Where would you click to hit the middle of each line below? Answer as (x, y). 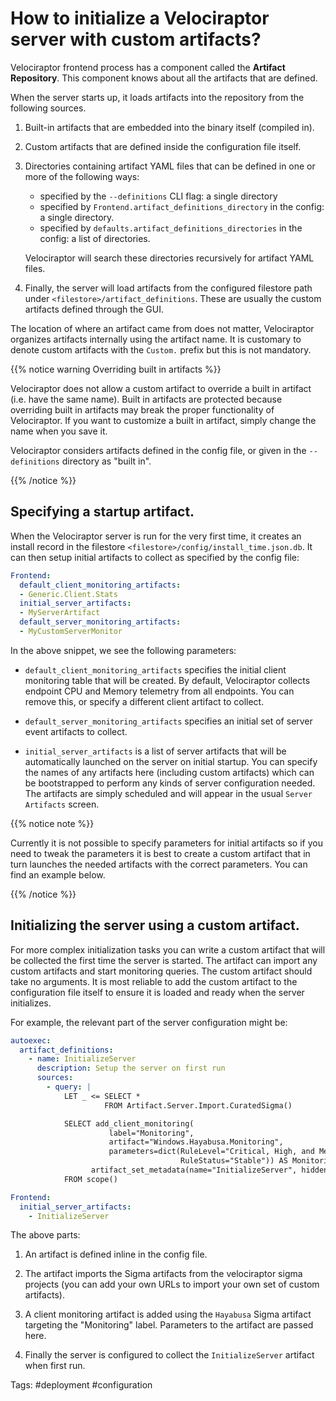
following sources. (48, 108)
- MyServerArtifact (60, 613)
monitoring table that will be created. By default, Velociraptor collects (167, 680)
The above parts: (45, 1235)
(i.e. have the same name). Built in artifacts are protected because (146, 399)
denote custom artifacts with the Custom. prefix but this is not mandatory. (161, 349)
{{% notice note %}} (52, 823)
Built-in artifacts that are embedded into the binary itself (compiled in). (169, 127)
